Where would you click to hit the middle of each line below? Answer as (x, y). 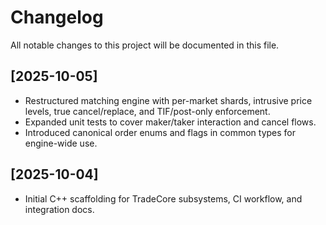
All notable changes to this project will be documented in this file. (145, 45)
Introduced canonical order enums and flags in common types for (160, 132)
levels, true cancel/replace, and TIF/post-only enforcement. (147, 111)
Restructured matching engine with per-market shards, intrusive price (168, 100)
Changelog (57, 17)
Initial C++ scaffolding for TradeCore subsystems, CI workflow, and (163, 198)
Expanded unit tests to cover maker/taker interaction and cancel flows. (170, 122)
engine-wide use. (61, 143)
